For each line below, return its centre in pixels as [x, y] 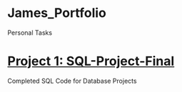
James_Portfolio [57, 13]
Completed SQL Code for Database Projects [72, 81]
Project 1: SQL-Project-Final [91, 61]
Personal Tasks [30, 33]
